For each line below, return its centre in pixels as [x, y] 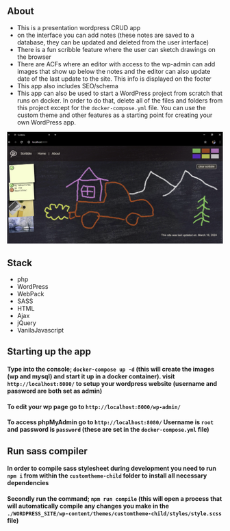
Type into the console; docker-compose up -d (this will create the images [111, 369]
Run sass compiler [47, 451]
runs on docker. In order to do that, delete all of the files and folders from [120, 100]
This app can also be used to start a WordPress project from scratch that [119, 93]
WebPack [30, 294]
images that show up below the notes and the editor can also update [114, 71]
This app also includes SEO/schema [67, 86]
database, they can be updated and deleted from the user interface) [113, 42]
